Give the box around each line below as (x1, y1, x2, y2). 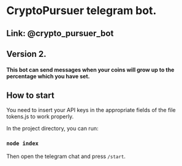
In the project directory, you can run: (6, 125, 99, 132)
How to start (6, 90, 55, 100)
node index (6, 140, 39, 147)
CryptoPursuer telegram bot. (6, 4, 157, 18)
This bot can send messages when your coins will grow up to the (6, 66, 175, 74)
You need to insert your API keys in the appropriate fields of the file (6, 107, 176, 114)
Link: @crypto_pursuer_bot (6, 28, 114, 39)
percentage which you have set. (6, 72, 90, 80)
